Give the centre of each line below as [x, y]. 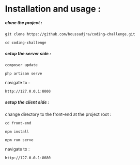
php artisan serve [23, 74]
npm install [17, 132]
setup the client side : [27, 102]
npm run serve [19, 140]
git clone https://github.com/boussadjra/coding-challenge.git [70, 34]
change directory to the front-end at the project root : [58, 114]
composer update [21, 65]
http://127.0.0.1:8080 [28, 158]
